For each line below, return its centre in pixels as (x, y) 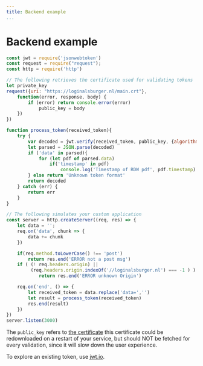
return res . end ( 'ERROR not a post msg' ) (79, 259)
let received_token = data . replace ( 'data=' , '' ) (89, 292)
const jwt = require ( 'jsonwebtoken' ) (54, 58)
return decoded (47, 181)
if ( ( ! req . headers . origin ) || (58, 265)
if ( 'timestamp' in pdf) (79, 164)
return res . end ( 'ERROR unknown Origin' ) (90, 276)
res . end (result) (48, 304)
